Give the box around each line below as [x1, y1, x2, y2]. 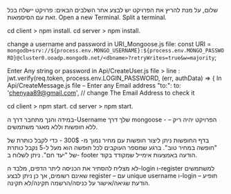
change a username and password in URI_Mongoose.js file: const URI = [7, 40, 212, 48]
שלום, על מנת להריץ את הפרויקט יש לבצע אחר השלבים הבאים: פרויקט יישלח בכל [7, 6, 218, 14]
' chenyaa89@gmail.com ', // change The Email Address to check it [7, 89, 195, 97]
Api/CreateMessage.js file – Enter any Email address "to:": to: [7, 81, 181, 89]
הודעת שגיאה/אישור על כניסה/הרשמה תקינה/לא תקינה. [7, 179, 151, 187]
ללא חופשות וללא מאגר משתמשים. [7, 123, 98, 130]
